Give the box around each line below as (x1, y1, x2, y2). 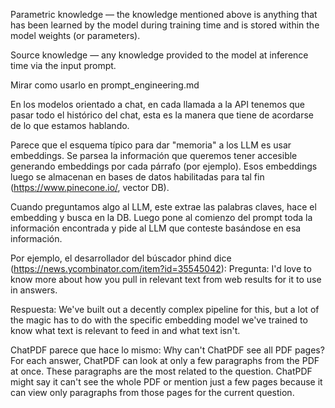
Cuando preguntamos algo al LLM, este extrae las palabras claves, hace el (10, 201, 317, 213)
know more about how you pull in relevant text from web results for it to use (10, 274, 322, 285)
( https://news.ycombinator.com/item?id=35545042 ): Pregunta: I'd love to (10, 263, 312, 274)
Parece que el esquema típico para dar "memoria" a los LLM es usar (10, 139, 292, 151)
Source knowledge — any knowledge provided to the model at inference (10, 49, 309, 61)
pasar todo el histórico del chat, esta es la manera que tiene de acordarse (10, 109, 315, 121)
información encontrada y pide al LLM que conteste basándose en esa (10, 222, 302, 234)
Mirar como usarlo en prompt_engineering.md (10, 79, 200, 91)
